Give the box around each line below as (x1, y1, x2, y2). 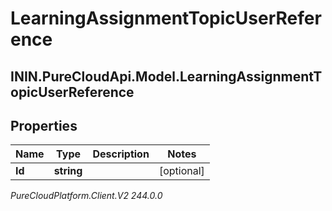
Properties (10, 117, 78, 134)
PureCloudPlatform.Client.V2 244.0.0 (10, 190, 163, 202)
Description (92, 147, 150, 161)
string (53, 164, 83, 178)
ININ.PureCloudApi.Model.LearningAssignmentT (10, 68, 323, 85)
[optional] (158, 164, 205, 178)
